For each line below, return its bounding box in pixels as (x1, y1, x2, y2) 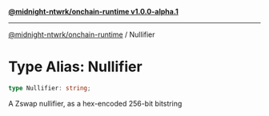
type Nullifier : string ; (8, 84, 91, 92)
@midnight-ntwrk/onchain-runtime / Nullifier (8, 30, 155, 39)
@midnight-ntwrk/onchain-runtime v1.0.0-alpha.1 (8, 7, 179, 16)
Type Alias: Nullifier (8, 58, 143, 76)
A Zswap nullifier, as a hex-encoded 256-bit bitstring (8, 98, 183, 108)
